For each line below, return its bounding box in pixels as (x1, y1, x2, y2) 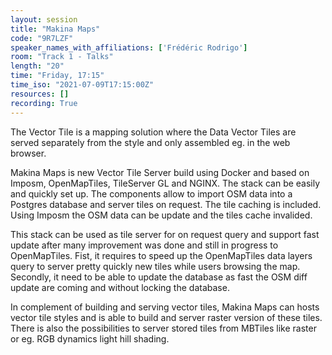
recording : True (10, 98, 78, 108)
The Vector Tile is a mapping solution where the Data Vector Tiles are (10, 126, 297, 138)
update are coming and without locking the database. (10, 281, 230, 293)
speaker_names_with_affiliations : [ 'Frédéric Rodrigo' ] (10, 42, 248, 53)
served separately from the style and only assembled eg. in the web (10, 136, 291, 148)
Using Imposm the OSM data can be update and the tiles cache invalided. (10, 209, 313, 221)
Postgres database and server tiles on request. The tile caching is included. (10, 198, 322, 210)
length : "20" (10, 61, 65, 71)
